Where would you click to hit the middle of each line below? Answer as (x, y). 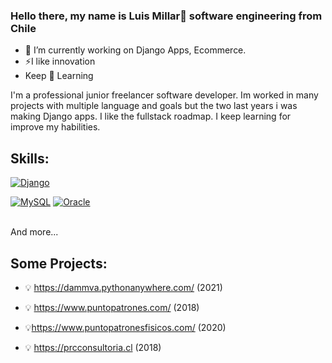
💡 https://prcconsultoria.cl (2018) (93, 347)
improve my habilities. (55, 127)
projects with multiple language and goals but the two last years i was (154, 106)
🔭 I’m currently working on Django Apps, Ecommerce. (135, 50)
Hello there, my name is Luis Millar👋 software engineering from (166, 16)
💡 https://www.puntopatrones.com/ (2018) (112, 307)
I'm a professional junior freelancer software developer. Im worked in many (164, 95)
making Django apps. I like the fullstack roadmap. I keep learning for (151, 116)
